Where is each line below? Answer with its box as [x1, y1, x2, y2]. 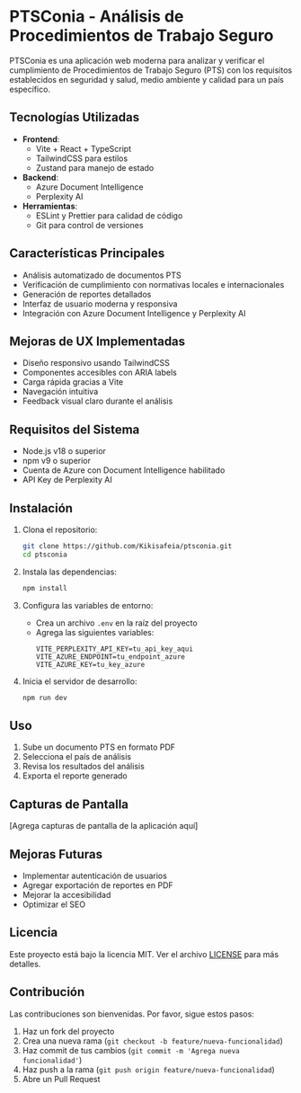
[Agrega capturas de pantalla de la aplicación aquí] [9, 821, 199, 831]
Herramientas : [22, 200, 78, 211]
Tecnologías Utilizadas [9, 110, 140, 125]
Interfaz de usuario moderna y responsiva [22, 298, 178, 309]
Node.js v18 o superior [22, 446, 106, 457]
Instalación [9, 501, 74, 516]
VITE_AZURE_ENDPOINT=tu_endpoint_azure [35, 652, 186, 662]
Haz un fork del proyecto [22, 1026, 115, 1036]
